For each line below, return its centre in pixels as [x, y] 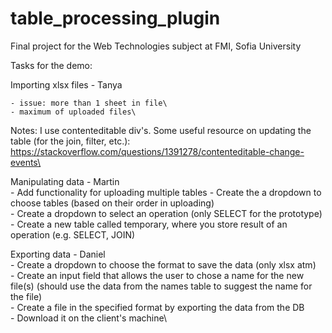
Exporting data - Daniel [58, 254]
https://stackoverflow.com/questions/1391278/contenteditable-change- [157, 151]
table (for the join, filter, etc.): [70, 141]
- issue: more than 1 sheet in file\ [89, 103]
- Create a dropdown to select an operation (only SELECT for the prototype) [166, 213]
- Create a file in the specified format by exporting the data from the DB [157, 307]
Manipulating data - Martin [65, 181]
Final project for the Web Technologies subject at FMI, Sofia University [156, 46]
